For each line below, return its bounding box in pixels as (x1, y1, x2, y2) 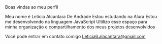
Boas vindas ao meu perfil (5, 4, 58, 10)
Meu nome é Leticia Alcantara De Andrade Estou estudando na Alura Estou (5, 14, 158, 19)
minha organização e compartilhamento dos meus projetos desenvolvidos (5, 24, 155, 30)
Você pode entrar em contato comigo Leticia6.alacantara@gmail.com (5, 34, 146, 39)
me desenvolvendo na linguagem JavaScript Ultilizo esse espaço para (5, 19, 148, 24)
